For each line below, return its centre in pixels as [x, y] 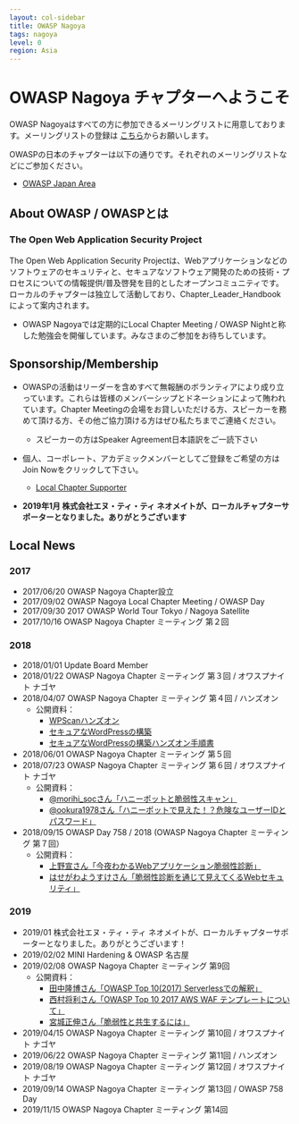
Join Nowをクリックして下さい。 [83, 469]
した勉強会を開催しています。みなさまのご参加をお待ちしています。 [146, 335]
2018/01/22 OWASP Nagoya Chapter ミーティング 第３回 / [129, 675]
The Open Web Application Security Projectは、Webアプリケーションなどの [148, 260]
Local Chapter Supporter [81, 487]
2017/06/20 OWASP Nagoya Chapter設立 [98, 592]
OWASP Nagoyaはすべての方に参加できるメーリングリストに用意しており [144, 124]
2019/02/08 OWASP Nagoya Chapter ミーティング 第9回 [126, 966]
